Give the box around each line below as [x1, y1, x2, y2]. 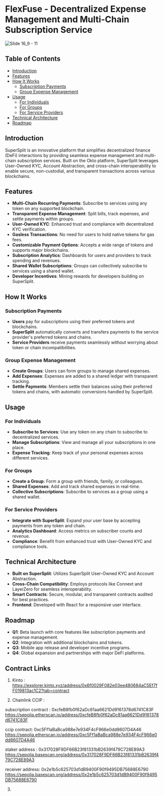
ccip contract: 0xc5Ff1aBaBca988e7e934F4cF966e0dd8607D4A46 [5, 727, 142, 733]
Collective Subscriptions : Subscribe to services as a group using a [12, 489, 148, 495]
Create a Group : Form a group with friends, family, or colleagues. [12, 478, 144, 484]
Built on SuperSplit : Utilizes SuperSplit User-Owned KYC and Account [12, 570, 154, 577]
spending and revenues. [12, 257, 61, 263]
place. [12, 445, 25, 451]
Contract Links [5, 664, 51, 672]
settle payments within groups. [12, 216, 75, 222]
